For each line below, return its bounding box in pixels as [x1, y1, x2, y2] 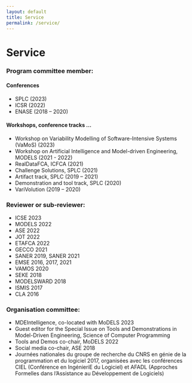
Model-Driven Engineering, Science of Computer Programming [14, 332, 170, 339]
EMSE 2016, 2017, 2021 [14, 259, 72, 266]
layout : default [6, 8, 47, 15]
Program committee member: [6, 67, 94, 75]
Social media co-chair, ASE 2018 [14, 345, 96, 352]
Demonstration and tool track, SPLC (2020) [14, 179, 121, 186]
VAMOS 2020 [14, 265, 49, 272]
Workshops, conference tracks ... [6, 121, 92, 129]
